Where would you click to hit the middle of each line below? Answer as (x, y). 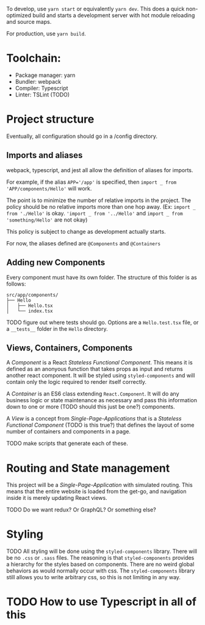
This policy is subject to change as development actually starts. (86, 231)
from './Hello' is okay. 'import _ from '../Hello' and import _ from (95, 213)
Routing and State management (88, 468)
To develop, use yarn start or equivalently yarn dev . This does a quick (95, 9)
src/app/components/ (33, 295)
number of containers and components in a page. (69, 432)
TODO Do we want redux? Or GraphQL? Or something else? (81, 510)
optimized (19, 15)
